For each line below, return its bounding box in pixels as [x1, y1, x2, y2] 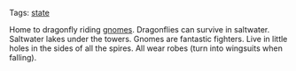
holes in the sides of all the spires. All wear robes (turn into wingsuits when [9, 43, 284, 53]
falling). [9, 53, 37, 62]
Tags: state [9, 8, 51, 18]
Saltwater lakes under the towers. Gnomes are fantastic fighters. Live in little [9, 34, 288, 44]
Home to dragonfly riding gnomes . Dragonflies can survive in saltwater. [9, 25, 270, 34]
